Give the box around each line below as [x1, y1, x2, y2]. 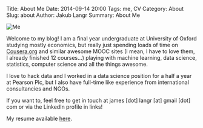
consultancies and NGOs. [6, 85, 70, 92]
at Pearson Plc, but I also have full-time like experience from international [6, 78, 190, 86]
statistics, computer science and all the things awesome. [6, 60, 148, 68]
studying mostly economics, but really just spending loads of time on [6, 42, 179, 48]
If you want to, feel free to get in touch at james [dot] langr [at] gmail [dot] [6, 97, 191, 104]
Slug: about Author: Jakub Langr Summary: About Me [6, 11, 141, 19]
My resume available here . [6, 115, 73, 122]
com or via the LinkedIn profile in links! [6, 103, 103, 110]
